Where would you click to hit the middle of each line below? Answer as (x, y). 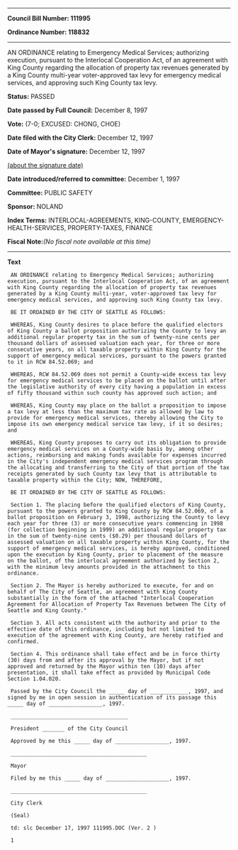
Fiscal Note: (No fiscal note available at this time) (79, 241)
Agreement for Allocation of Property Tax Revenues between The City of (117, 604)
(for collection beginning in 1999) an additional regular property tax (117, 530)
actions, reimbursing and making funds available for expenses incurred (117, 455)
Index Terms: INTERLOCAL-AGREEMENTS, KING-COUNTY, (94, 220)
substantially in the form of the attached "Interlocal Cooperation (110, 598)
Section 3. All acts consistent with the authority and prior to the (115, 623)
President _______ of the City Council (69, 729)
